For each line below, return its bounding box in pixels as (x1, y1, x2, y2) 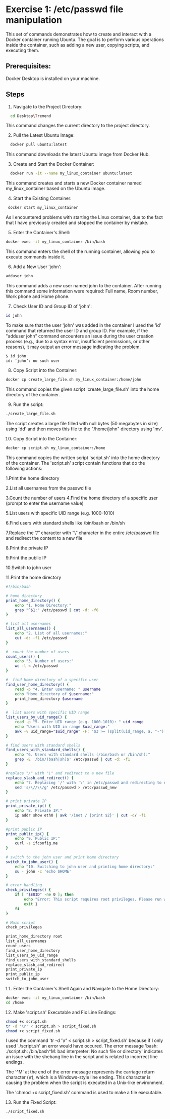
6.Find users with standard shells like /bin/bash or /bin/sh (6, 520, 125, 526)
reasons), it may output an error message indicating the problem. (6, 344, 141, 350)
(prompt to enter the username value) (6, 500, 84, 506)
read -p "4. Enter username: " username (15, 687, 101, 692)
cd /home (6, 1000, 24, 1005)
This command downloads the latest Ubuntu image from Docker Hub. (6, 151, 150, 158)
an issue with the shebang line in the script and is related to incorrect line (6, 1054, 158, 1060)
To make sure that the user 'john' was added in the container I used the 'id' (6, 322, 162, 328)
